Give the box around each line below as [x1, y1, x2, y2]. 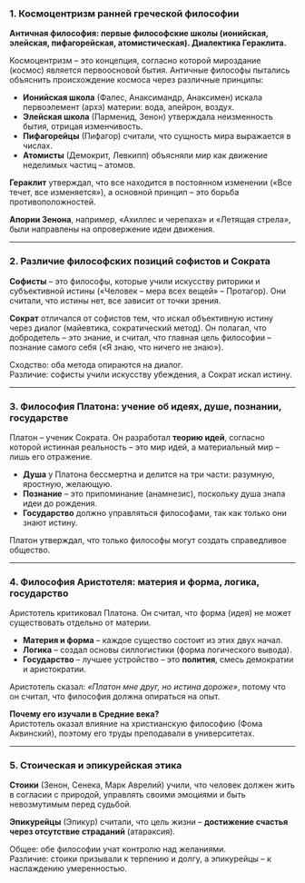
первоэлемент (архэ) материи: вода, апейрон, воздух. [22, 102, 235, 113]
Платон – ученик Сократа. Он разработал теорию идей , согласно [9, 432, 265, 442]
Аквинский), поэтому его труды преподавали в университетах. [9, 728, 255, 739]
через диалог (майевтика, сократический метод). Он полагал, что [9, 322, 267, 333]
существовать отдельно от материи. [9, 617, 152, 629]
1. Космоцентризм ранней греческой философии [9, 7, 240, 20]
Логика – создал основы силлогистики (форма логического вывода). [22, 644, 292, 656]
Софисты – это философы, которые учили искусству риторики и [9, 275, 261, 286]
